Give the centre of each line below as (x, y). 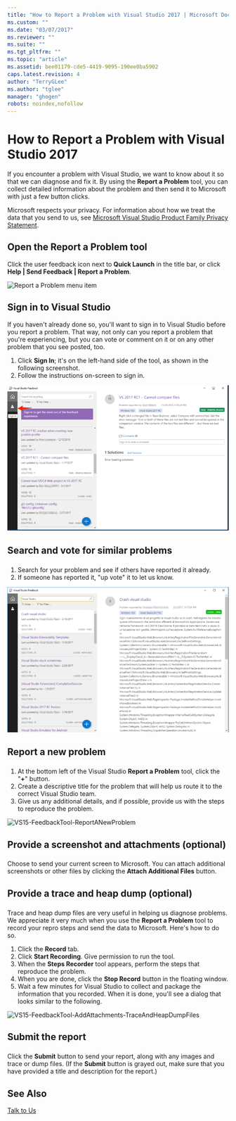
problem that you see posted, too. (56, 347)
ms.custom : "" (28, 22)
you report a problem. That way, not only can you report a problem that (110, 331)
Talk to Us (22, 1110)
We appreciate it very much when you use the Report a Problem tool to (110, 920)
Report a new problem (57, 752)
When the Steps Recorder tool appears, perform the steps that (109, 963)
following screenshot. (49, 368)
